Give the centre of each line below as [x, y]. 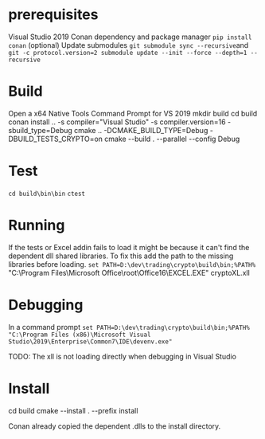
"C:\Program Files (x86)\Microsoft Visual [80, 335]
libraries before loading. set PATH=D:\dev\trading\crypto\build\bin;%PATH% [132, 264]
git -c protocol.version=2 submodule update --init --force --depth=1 [128, 53]
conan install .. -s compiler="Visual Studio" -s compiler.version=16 [117, 122]
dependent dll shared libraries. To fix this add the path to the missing [121, 256]
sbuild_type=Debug [41, 130]
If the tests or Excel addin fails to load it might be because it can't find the [129, 247]
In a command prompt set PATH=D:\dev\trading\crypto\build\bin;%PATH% [129, 327]
